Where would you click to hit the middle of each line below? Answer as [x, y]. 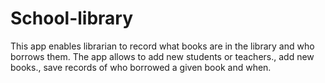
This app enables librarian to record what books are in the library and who [162, 46]
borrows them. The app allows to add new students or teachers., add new [162, 56]
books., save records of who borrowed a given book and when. [141, 67]
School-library [72, 18]
